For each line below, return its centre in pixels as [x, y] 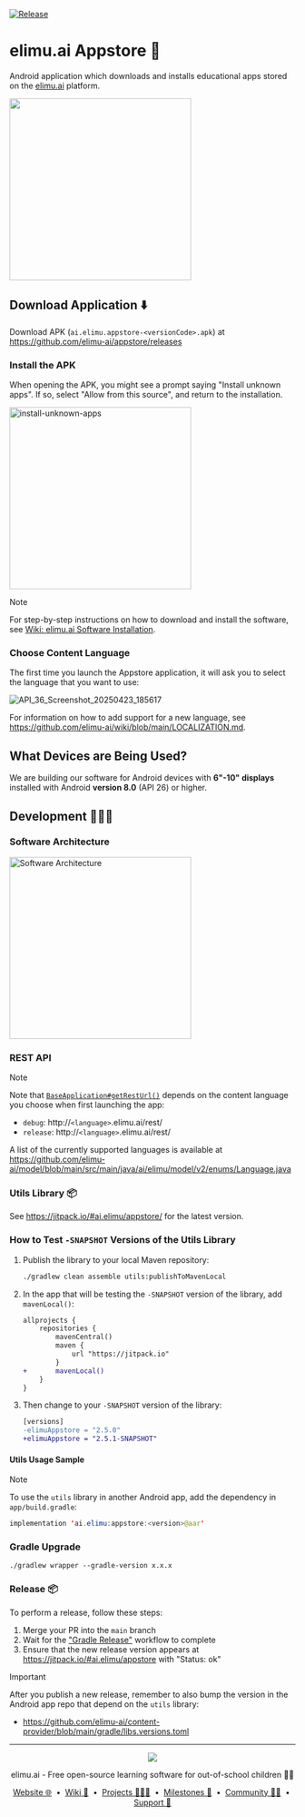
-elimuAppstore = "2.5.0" [71, 1430]
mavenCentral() [84, 1338]
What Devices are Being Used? [98, 756]
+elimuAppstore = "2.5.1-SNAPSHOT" [90, 1439]
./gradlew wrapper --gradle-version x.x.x [91, 1566]
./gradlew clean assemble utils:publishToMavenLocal [124, 1277]
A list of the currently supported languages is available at [116, 1150]
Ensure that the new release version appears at [111, 1649]
